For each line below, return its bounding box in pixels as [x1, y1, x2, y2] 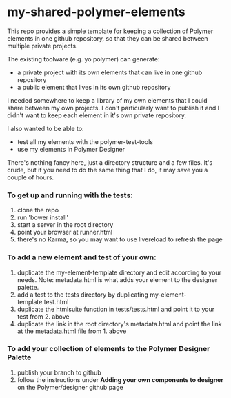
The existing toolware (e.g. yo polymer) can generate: [7, 54, 160, 63]
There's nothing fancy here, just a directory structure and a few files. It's [7, 158, 213, 166]
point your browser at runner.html [17, 228, 112, 237]
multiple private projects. [7, 41, 78, 50]
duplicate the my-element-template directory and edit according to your [17, 268, 222, 277]
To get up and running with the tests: [7, 190, 133, 200]
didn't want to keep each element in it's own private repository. [7, 111, 186, 119]
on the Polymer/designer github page [17, 383, 123, 391]
